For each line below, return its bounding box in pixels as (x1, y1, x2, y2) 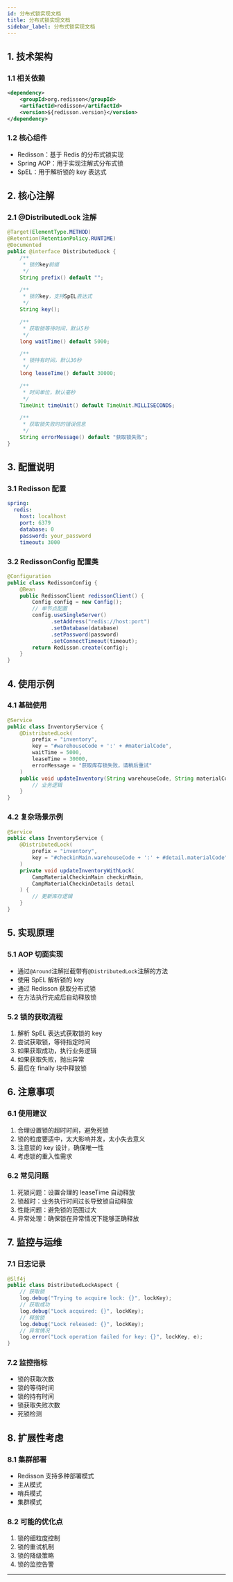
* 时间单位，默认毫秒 (22, 389, 76, 396)
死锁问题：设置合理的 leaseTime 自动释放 (17, 1188, 135, 1197)
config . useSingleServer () (32, 612, 107, 619)
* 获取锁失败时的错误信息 (22, 421, 86, 428)
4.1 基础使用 (7, 701, 47, 710)
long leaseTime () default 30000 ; (19, 370, 116, 377)
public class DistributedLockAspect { (7, 1281, 119, 1289)
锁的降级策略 (17, 1551, 54, 1560)
